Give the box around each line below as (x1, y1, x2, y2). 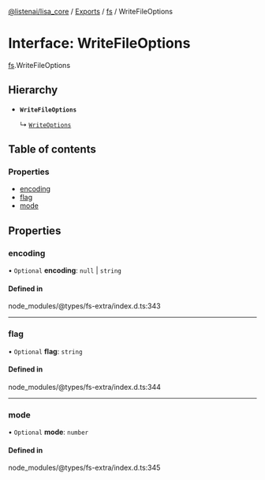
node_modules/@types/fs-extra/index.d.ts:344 (8, 382, 162, 391)
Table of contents (8, 142, 96, 157)
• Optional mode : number (8, 427, 89, 437)
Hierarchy (8, 83, 58, 97)
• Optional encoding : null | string (8, 266, 122, 275)
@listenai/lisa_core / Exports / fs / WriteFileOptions (8, 7, 174, 16)
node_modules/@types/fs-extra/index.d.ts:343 (8, 301, 161, 311)
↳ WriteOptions (19, 119, 72, 129)
